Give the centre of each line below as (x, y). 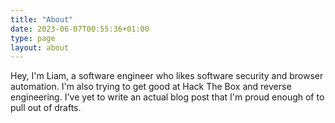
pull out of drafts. (46, 108)
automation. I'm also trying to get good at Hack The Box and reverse (151, 87)
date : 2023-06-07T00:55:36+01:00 (80, 29)
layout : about (40, 47)
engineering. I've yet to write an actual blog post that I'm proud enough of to (167, 97)
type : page (33, 38)
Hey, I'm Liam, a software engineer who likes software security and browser (167, 76)
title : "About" (42, 19)
